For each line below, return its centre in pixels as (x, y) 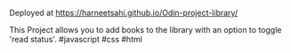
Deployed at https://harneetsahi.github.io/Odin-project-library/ (124, 13)
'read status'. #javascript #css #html (76, 39)
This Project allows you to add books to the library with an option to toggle (145, 30)
